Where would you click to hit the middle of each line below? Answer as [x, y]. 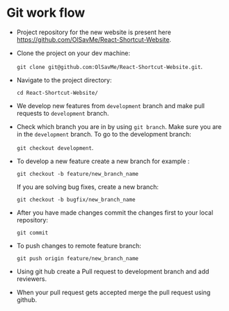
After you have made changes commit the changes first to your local [115, 212]
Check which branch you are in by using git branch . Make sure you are [119, 126]
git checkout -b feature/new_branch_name [77, 174]
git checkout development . [55, 147]
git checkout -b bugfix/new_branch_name [76, 199]
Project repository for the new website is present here [94, 32]
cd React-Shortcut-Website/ [57, 93]
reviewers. [31, 279]
